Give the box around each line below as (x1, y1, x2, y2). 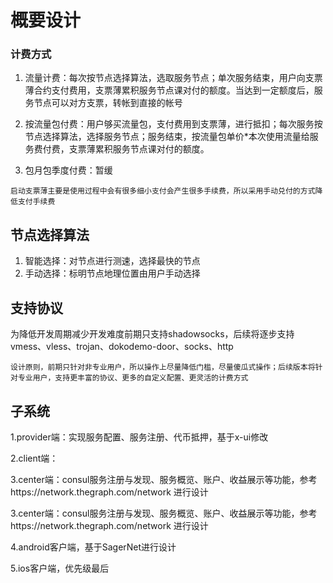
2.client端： (10, 452, 59, 464)
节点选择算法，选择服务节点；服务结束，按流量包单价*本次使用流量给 (24, 131, 310, 143)
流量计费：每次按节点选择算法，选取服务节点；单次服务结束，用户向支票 (24, 72, 323, 84)
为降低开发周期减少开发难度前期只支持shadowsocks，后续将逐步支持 (10, 328, 295, 340)
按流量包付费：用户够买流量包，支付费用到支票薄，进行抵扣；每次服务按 (24, 118, 323, 130)
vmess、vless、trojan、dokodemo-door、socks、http (10, 341, 234, 353)
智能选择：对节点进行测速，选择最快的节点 (24, 255, 201, 267)
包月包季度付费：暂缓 (24, 164, 113, 176)
